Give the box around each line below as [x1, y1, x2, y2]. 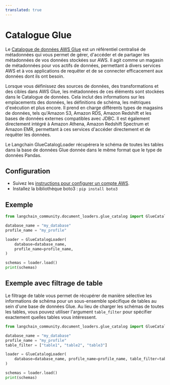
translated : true [5, 7, 42, 13]
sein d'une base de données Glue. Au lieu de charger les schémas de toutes [5, 303, 164, 309]
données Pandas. [5, 152, 42, 158]
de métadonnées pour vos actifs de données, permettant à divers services [5, 62, 161, 69]
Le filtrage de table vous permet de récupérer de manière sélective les [5, 293, 152, 299]
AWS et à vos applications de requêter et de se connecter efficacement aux [5, 68, 163, 74]
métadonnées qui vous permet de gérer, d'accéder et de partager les [5, 51, 150, 57]
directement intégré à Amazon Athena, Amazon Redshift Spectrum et [5, 120, 149, 127]
